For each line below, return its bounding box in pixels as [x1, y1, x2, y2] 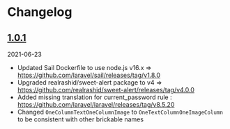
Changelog [7, 4, 72, 20]
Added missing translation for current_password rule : [17, 93, 172, 101]
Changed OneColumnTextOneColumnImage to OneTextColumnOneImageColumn [17, 108, 224, 116]
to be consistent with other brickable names [17, 115, 144, 123]
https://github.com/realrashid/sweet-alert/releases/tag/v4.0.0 [17, 86, 195, 94]
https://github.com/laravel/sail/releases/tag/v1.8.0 [17, 71, 161, 79]
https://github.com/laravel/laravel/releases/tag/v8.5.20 [17, 101, 175, 108]
